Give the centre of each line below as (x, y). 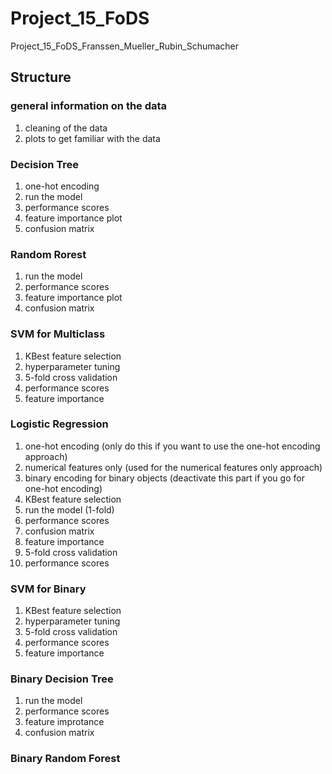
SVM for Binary (48, 589)
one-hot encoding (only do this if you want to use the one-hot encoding (172, 446)
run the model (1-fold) (69, 509)
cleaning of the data (66, 128)
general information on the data (89, 106)
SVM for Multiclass (58, 334)
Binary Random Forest (65, 759)
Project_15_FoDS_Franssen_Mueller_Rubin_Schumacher (125, 46)
